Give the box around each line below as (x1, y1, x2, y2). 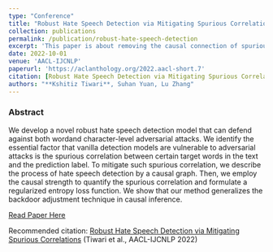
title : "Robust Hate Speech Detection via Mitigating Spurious (8, 20, 227, 28)
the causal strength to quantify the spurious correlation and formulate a (8, 176, 248, 187)
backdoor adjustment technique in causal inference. (8, 194, 183, 204)
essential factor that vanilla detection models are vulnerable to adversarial (8, 142, 256, 152)
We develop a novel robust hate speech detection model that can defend (8, 125, 252, 135)
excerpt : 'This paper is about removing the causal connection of (8, 42, 238, 50)
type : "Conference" (8, 11, 75, 20)
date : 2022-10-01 (8, 50, 67, 58)
